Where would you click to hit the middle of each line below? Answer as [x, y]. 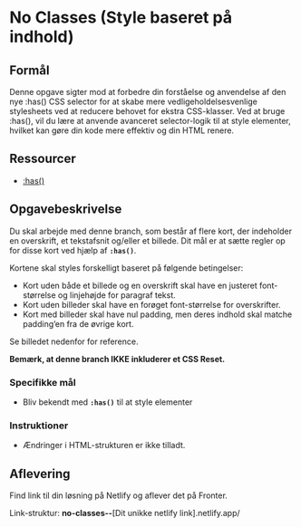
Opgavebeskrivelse [66, 210]
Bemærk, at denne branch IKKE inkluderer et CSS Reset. [117, 359]
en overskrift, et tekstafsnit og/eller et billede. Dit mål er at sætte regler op [147, 240]
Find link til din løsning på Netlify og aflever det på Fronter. [119, 495]
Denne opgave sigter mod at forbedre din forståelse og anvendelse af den [148, 92]
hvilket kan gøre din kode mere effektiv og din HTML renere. [121, 130]
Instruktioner [39, 426]
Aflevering [40, 474]
